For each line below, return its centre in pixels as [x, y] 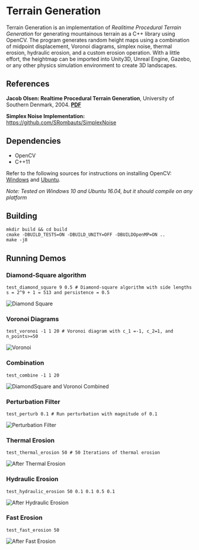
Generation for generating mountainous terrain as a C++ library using [91, 33]
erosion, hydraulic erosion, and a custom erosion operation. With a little [93, 52]
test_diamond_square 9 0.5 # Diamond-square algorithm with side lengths [99, 287]
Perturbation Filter [33, 402]
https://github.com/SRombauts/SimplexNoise [61, 122]
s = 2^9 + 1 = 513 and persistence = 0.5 [58, 293]
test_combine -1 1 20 [33, 375]
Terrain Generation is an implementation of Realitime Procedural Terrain [94, 27]
